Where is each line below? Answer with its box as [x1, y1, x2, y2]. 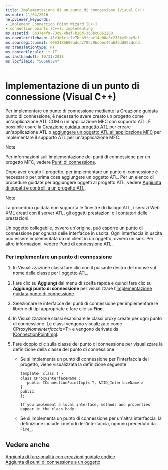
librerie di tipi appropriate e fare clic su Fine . [12, 306, 104, 312]
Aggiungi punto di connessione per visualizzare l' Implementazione [12, 285, 152, 292]
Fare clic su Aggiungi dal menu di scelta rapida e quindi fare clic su [12, 280, 152, 286]
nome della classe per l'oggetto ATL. [12, 270, 89, 276]
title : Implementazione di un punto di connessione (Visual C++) [5, 7, 144, 13]
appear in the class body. [20, 407, 77, 412]
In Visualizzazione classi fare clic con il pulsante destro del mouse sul [12, 265, 156, 271]
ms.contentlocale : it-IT [5, 49, 57, 54]
